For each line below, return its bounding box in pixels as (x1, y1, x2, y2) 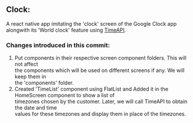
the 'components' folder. (14, 79, 74, 87)
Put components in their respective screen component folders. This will (14, 54, 187, 61)
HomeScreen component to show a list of (14, 92, 115, 99)
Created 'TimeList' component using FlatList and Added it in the (14, 86, 168, 93)
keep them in (14, 73, 46, 80)
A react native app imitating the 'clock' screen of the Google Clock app (6, 20, 177, 27)
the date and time (14, 104, 57, 111)
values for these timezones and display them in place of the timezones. (14, 111, 186, 118)
